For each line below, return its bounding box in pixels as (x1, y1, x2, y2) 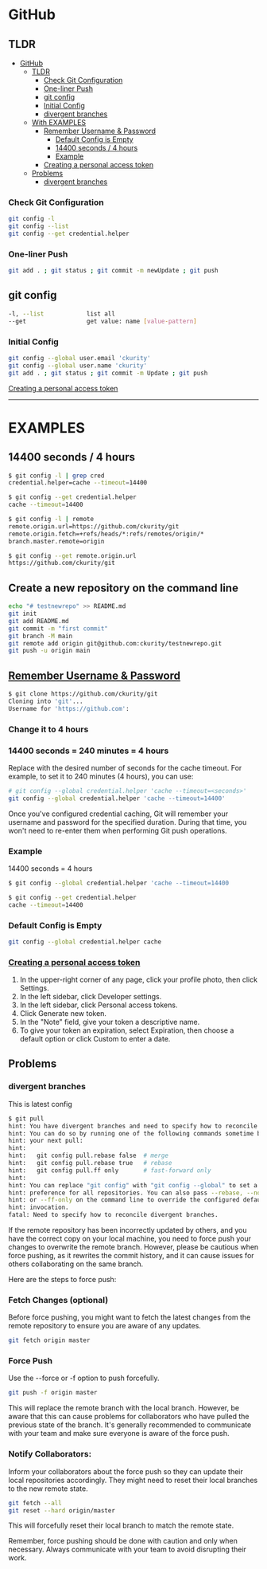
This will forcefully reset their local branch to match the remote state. (8, 1520, 234, 1531)
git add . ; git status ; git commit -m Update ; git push (8, 369, 208, 377)
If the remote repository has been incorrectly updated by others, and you (8, 1226, 247, 1234)
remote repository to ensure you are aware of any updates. (8, 1321, 201, 1331)
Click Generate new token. (19, 1009, 107, 1018)
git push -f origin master (8, 1389, 98, 1397)
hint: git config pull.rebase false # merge (8, 1151, 169, 1160)
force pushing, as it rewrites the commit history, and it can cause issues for (8, 1251, 254, 1260)
